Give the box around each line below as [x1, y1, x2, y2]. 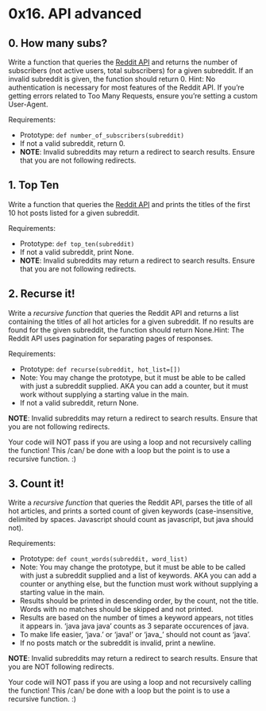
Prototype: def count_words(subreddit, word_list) [19, 554, 188, 563]
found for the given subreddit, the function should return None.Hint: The [8, 325, 245, 334]
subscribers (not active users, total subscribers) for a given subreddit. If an [8, 66, 254, 75]
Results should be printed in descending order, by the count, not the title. [19, 596, 259, 605]
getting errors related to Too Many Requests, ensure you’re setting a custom [8, 91, 258, 100]
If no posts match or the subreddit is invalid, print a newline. [19, 638, 216, 648]
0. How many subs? [8, 37, 108, 50]
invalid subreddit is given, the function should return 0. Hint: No [8, 75, 216, 83]
